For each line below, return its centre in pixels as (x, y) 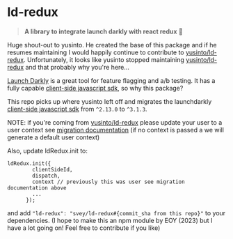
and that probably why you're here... (78, 67)
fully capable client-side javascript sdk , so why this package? (95, 88)
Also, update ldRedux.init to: (48, 151)
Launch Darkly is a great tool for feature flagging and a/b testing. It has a (111, 80)
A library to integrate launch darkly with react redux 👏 (103, 31)
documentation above (37, 188)
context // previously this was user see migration (109, 182)
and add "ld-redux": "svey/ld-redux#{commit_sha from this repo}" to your (116, 213)
